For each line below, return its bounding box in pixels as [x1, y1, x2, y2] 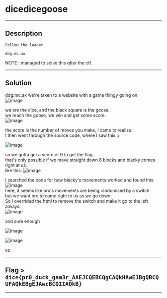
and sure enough [5, 218, 40, 224]
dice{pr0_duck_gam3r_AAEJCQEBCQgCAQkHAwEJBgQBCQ [5, 274, 159, 281]
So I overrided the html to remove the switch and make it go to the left [5, 198, 148, 204]
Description [5, 29, 42, 38]
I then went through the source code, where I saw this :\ [5, 132, 119, 138]
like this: [5, 167, 22, 173]
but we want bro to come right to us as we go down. [5, 192, 112, 199]
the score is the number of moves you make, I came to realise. [5, 127, 133, 133]
